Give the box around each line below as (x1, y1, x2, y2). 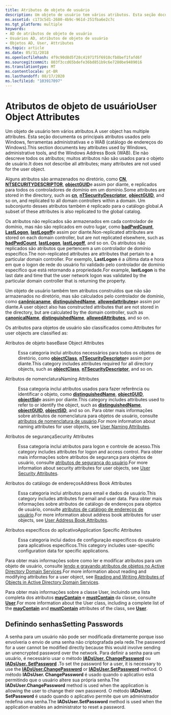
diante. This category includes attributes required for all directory (18, 360, 154, 367)
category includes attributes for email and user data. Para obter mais (18, 495, 162, 502)
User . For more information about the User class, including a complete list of (5, 599, 164, 606)
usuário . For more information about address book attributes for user (18, 511, 161, 517)
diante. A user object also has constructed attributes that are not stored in (5, 304, 159, 310)
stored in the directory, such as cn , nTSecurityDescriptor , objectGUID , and (5, 192, 164, 198)
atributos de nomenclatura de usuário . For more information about (18, 418, 155, 424)
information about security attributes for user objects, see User (18, 464, 151, 471)
